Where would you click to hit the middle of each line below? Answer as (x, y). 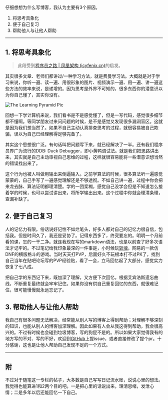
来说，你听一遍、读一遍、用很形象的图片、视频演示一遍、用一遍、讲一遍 (84, 82)
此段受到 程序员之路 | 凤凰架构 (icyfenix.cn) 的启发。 (70, 65)
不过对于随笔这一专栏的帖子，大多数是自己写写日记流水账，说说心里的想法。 (84, 380)
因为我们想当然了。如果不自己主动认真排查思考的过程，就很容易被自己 (81, 127)
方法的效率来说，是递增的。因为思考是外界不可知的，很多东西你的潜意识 (84, 88)
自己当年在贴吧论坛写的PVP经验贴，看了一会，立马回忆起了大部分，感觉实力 (84, 260)
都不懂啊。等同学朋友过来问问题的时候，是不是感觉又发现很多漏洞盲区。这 (82, 121)
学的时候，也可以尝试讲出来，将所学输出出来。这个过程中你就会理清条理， (86, 192)
